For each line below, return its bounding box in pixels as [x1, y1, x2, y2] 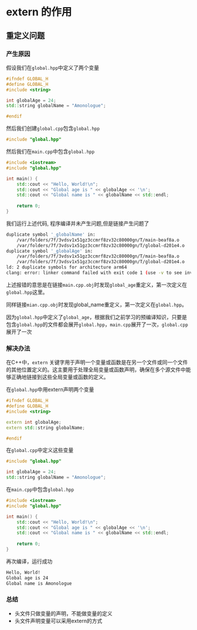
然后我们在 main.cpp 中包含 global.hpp [6, 148, 95, 155]
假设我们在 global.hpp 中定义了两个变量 [6, 64, 100, 71]
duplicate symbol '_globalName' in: [6, 232, 96, 237]
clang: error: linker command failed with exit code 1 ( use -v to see [6, 270, 182, 276]
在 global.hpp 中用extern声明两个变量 [6, 386, 94, 393]
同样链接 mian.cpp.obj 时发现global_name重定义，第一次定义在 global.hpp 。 [6, 301, 188, 308]
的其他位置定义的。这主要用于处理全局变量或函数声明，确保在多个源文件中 [6, 366, 186, 373]
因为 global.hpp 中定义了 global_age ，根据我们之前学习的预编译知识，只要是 [6, 313, 188, 320]
